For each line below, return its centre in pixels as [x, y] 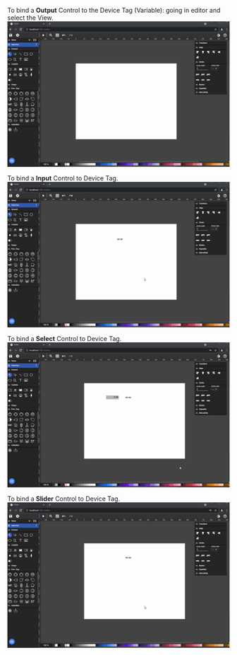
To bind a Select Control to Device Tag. [65, 338]
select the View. [30, 18]
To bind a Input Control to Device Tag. [63, 178]
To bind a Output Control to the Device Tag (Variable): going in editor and [114, 10]
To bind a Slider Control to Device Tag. [64, 499]
